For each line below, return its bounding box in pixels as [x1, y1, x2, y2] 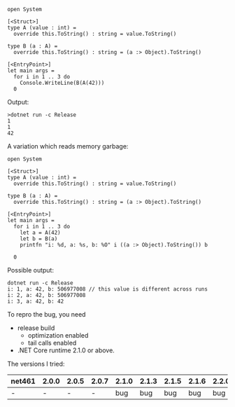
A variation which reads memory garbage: [7, 142, 129, 150]
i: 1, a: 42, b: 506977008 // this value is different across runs [7, 286, 208, 293]
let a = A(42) [20, 229, 61, 236]
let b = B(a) [20, 235, 58, 242]
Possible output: [7, 266, 55, 274]
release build [17, 324, 55, 332]
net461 [10, 376, 36, 386]
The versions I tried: [7, 360, 65, 368]
